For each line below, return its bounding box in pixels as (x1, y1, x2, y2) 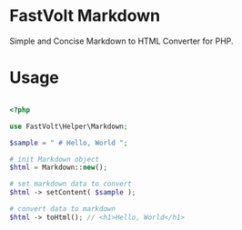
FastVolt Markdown (9, 5, 161, 26)
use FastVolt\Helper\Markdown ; (9, 122, 128, 131)
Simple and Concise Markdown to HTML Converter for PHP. (9, 35, 234, 46)
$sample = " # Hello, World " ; (9, 138, 128, 147)
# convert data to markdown (9, 205, 116, 214)
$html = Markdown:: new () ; (9, 163, 107, 173)
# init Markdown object (9, 155, 100, 164)
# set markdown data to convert (9, 179, 132, 189)
